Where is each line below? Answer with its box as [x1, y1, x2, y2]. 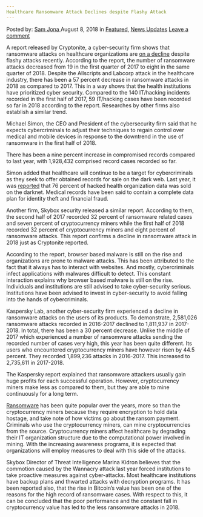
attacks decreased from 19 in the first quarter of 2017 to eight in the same [6, 63, 190, 70]
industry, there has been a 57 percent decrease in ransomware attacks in [6, 76, 189, 83]
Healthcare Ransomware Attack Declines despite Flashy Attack [6, 8, 167, 15]
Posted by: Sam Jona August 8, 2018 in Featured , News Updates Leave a [6, 25, 189, 33]
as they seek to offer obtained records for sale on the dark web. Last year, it [6, 175, 196, 182]
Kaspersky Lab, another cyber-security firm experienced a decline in [6, 307, 179, 315]
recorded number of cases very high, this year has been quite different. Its [6, 339, 192, 347]
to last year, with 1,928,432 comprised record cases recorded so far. [6, 157, 178, 164]
